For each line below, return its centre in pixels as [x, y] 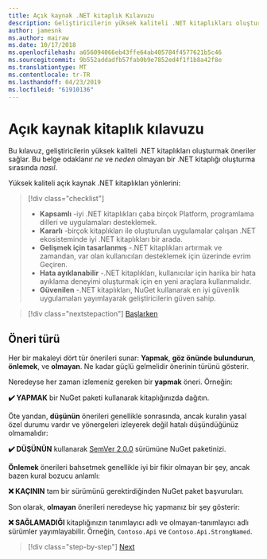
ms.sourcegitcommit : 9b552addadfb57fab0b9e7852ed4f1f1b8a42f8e [115, 60]
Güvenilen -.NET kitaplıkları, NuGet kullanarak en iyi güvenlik [139, 290]
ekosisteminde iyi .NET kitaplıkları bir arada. [111, 239]
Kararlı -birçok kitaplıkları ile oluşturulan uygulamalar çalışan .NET [147, 231]
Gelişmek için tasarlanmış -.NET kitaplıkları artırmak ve [131, 248]
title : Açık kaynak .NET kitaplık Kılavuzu [81, 16]
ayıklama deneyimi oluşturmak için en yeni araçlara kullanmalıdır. [145, 281]
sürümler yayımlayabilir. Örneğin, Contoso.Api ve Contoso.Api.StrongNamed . [130, 532]
